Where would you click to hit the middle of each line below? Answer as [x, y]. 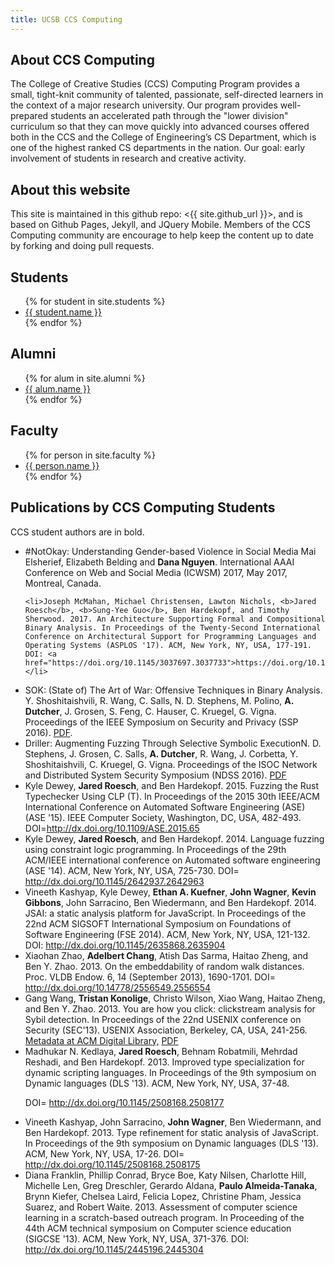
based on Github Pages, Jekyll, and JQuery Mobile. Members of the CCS [161, 225]
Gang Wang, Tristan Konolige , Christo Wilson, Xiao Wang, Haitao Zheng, [175, 998]
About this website [70, 189]
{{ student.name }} [63, 312]
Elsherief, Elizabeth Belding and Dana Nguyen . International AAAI [159, 562]
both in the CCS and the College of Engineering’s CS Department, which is [163, 137]
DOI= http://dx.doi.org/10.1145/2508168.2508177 [124, 1102]
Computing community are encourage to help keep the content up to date [162, 235]
